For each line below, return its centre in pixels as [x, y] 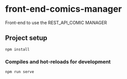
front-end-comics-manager [63, 9]
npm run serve [20, 72]
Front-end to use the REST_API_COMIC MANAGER [56, 23]
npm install [17, 49]
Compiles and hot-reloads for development [58, 61]
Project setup [26, 38]
